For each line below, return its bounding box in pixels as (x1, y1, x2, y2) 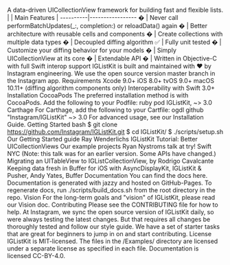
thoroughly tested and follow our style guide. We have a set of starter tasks (7, 222, 220, 231)
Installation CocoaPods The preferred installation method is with (7, 91, 189, 99)
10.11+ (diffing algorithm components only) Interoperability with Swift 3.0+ (7, 84, 215, 92)
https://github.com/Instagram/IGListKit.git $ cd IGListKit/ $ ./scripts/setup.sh (7, 128, 224, 136)
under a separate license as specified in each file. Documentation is (7, 244, 199, 253)
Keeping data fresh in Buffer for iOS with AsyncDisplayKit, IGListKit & (7, 164, 202, 172)
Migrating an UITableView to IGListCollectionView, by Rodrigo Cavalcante (7, 157, 214, 165)
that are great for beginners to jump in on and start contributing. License (7, 230, 211, 238)
